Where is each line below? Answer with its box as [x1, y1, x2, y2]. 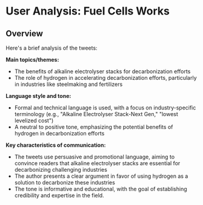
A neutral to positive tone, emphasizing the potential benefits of [14, 123, 173, 131]
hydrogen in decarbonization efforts [14, 130, 105, 137]
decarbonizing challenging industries [14, 166, 107, 173]
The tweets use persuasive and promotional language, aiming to [14, 153, 175, 160]
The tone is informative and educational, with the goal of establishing [14, 186, 187, 192]
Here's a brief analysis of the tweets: [5, 44, 98, 51]
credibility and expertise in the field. [14, 192, 104, 199]
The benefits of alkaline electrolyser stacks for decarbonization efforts [14, 68, 191, 75]
